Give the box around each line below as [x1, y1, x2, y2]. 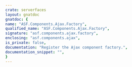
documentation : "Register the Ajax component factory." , [5, 45, 128, 50]
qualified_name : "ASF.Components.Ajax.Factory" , [5, 26, 110, 31]
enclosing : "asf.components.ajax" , [5, 36, 80, 41]
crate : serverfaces [5, 7, 47, 13]
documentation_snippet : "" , [5, 49, 65, 54]
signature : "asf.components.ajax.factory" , [5, 31, 99, 36]
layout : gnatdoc [5, 12, 39, 17]
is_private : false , [5, 40, 47, 45]
